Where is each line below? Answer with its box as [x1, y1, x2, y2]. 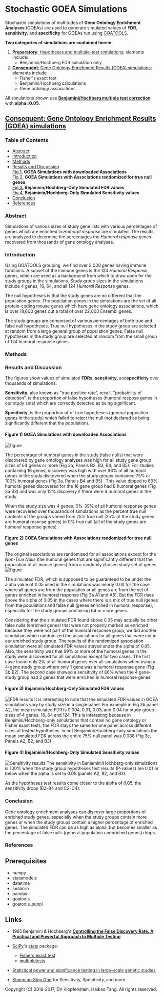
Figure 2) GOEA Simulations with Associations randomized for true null [5, 535, 152, 541]
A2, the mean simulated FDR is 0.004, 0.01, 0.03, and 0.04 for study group [5, 707, 155, 713]
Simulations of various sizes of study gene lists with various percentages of [5, 223, 157, 229]
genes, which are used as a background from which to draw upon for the [5, 273, 152, 279]
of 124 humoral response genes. [5, 339, 70, 345]
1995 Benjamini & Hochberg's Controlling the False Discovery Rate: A [12, 928, 154, 934]
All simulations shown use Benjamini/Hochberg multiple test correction [5, 95, 151, 101]
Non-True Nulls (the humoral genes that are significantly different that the [5, 556, 153, 562]
